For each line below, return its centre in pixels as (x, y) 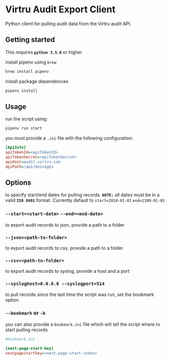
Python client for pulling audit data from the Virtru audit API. (68, 24)
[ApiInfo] (16, 148)
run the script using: (26, 119)
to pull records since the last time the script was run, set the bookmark (80, 294)
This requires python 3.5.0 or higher (44, 52)
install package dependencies (37, 81)
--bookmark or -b (25, 313)
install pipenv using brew (31, 62)
